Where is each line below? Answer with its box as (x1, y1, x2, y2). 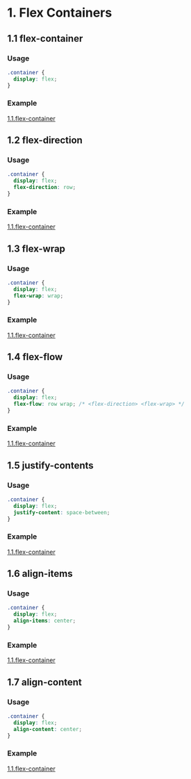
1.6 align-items (7, 568, 73, 580)
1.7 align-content (7, 676, 82, 688)
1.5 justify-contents (7, 459, 94, 471)
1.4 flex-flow (7, 351, 63, 363)
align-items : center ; (13, 617, 76, 625)
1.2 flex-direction (7, 134, 83, 147)
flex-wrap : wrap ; (13, 292, 64, 300)
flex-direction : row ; (13, 184, 76, 191)
